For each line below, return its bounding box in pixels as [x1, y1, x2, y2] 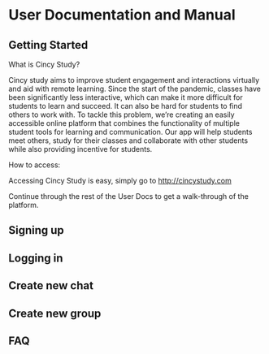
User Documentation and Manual [8, 6, 236, 24]
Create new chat [8, 278, 93, 293]
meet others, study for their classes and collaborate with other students [8, 136, 249, 145]
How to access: [8, 160, 61, 170]
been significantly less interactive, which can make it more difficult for [8, 93, 244, 102]
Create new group [8, 306, 102, 320]
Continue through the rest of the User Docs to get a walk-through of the [8, 192, 249, 201]
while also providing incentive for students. [8, 145, 153, 153]
